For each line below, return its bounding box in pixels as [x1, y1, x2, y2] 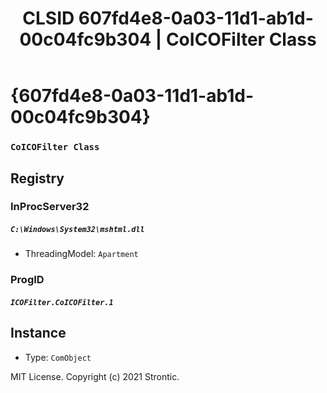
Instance [10, 325, 67, 342]
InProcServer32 [10, 200, 90, 214]
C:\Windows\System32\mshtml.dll [10, 225, 145, 235]
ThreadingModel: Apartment [24, 248, 139, 260]
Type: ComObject [24, 351, 92, 363]
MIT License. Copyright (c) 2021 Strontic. [10, 370, 180, 382]
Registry [10, 170, 65, 187]
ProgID [10, 273, 45, 287]
